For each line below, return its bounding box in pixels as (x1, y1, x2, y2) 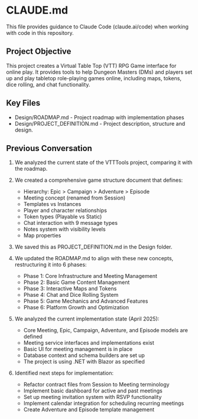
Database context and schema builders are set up (23, 352, 145, 359)
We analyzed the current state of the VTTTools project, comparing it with (14, 159, 193, 166)
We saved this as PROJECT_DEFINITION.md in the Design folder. (14, 243, 173, 251)
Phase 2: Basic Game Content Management (23, 279, 130, 286)
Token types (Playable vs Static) (23, 213, 102, 220)
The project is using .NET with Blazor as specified (23, 358, 145, 365)
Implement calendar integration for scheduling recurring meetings (23, 400, 184, 407)
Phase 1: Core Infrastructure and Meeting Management (23, 273, 158, 280)
